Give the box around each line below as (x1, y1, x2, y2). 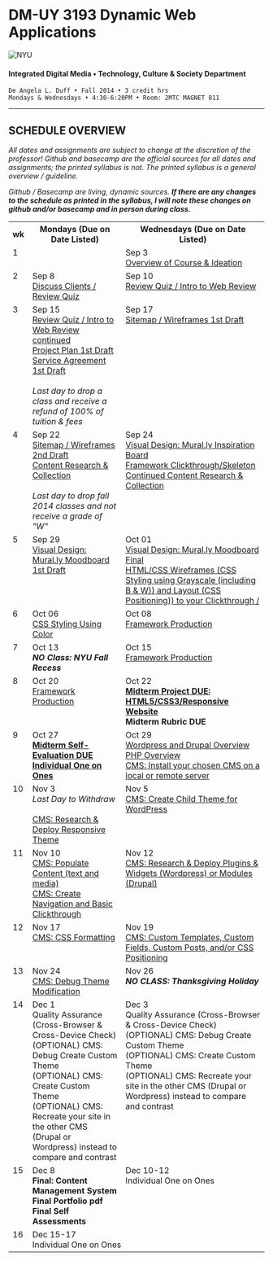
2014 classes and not (32, 500, 117, 511)
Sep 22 (32, 429, 61, 440)
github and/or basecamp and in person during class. (8, 204, 191, 213)
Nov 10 (32, 847, 61, 858)
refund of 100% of (32, 405, 104, 417)
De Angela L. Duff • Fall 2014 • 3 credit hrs (8, 87, 169, 95)
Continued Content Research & (125, 470, 244, 481)
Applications (8, 23, 97, 42)
